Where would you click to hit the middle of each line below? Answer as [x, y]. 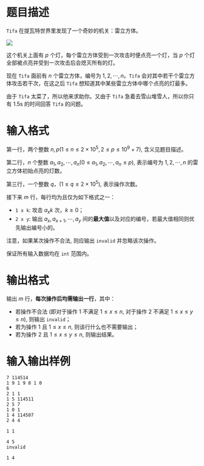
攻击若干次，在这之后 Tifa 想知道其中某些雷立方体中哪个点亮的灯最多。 [101, 83]
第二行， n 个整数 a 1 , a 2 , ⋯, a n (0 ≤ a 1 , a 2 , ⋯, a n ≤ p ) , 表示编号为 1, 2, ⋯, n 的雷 [102, 163]
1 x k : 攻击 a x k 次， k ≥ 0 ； [49, 210]
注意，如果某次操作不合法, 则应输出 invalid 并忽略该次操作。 [83, 240]
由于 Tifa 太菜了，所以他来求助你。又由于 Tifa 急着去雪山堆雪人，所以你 [98, 96]
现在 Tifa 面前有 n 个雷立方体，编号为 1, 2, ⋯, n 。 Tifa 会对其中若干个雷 [95, 75]
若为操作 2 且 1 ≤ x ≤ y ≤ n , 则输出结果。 [66, 334]
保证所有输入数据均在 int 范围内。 [49, 253]
